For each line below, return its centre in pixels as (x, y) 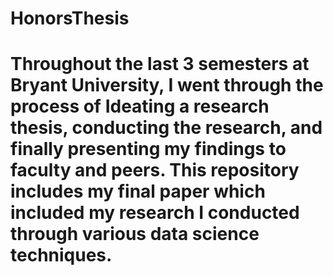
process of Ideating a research (140, 106)
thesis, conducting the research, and (166, 128)
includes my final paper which (138, 191)
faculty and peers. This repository (155, 170)
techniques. (61, 255)
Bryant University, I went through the (167, 85)
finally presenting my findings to (148, 149)
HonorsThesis (70, 18)
